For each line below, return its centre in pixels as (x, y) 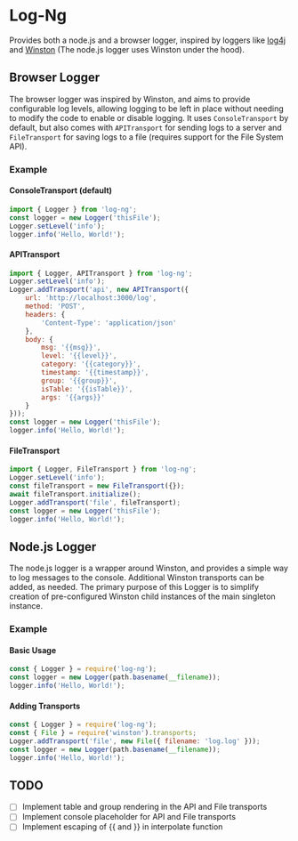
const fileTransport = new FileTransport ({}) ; (97, 486)
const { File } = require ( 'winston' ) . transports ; (103, 733)
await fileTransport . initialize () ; (75, 494)
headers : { (45, 314)
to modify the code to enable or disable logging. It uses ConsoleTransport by (149, 117)
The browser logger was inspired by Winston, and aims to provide (130, 99)
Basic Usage (32, 650)
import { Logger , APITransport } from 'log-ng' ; (101, 273)
